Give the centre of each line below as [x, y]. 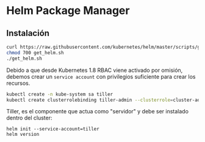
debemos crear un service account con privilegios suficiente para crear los [101, 76]
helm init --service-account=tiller [53, 129]
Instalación [28, 33]
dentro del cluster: [29, 118]
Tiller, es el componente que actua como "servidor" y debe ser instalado [98, 112]
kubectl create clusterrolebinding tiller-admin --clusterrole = [90, 100]
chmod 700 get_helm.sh [35, 52]
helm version [23, 135]
